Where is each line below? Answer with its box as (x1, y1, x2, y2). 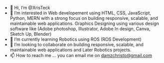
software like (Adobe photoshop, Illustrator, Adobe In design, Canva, (9, 26, 151, 32)
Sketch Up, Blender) (9, 31, 52, 37)
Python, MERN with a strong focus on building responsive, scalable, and (9, 15, 159, 21)
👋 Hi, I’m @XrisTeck (9, 5, 51, 10)
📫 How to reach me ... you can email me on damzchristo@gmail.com (9, 53, 152, 58)
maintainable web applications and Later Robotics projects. (9, 47, 132, 53)
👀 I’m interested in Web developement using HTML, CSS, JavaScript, (9, 10, 151, 16)
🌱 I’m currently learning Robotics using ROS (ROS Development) (9, 36, 142, 42)
